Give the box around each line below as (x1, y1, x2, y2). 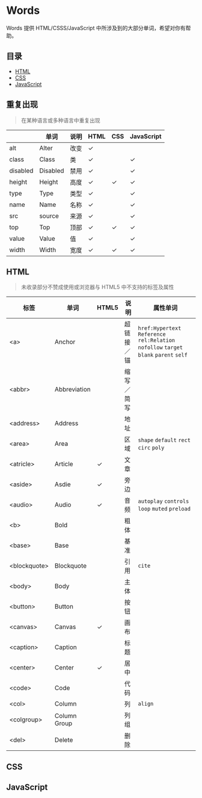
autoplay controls (138, 498, 189, 505)
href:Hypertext (138, 325, 182, 332)
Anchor (54, 338, 76, 346)
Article (54, 460, 73, 468)
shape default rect (138, 437, 191, 444)
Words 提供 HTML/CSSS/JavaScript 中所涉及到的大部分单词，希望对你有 (6, 24, 186, 31)
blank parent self (138, 352, 188, 359)
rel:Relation (138, 337, 176, 344)
